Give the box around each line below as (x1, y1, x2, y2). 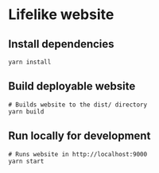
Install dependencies (8, 37, 114, 51)
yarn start (8, 157, 45, 165)
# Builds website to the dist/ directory (8, 101, 148, 109)
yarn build (8, 107, 45, 116)
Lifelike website (8, 6, 114, 24)
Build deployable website (8, 79, 136, 93)
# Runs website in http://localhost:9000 (8, 150, 148, 158)
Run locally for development (8, 129, 151, 143)
